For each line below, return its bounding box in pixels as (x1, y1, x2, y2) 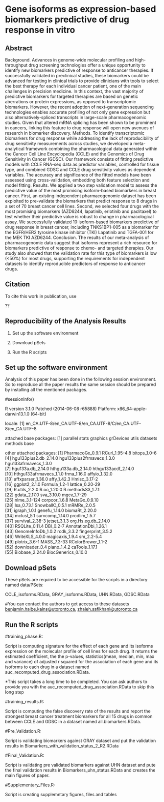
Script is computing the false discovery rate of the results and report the (5, 708, 151, 714)
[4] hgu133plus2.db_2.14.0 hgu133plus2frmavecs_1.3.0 (5, 455, 115, 461)
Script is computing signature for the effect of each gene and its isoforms (5, 643, 153, 649)
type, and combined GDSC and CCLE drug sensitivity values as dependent (5, 167, 156, 173)
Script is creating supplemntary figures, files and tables (5, 792, 117, 798)
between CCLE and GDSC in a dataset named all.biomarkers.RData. (5, 719, 141, 725)
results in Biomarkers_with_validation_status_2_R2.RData (5, 743, 119, 749)
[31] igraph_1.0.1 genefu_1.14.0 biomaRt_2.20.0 (5, 507, 97, 513)
